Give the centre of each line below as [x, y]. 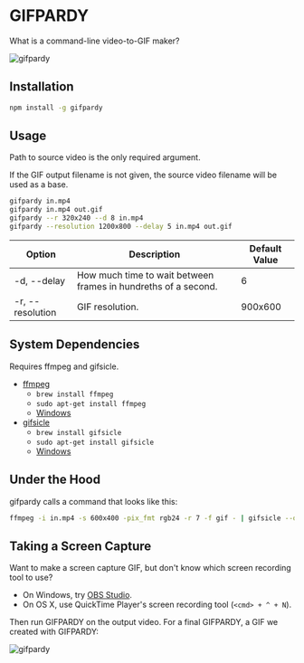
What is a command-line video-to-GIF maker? [95, 41]
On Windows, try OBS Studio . [77, 595]
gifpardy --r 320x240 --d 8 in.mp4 [76, 218]
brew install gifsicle [79, 432]
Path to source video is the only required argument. [105, 157]
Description [155, 254]
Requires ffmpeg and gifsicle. [64, 366]
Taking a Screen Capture [81, 546]
